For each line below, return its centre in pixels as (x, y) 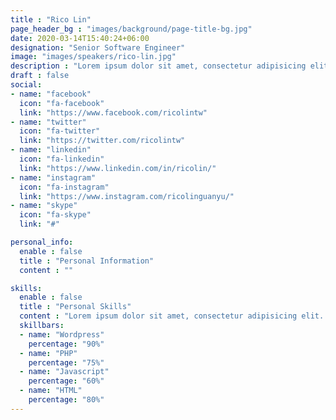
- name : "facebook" (51, 94)
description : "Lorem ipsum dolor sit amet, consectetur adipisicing (158, 66)
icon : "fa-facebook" (62, 103)
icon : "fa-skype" (55, 215)
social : (26, 85)
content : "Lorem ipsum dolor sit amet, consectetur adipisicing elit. (172, 316)
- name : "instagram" (53, 177)
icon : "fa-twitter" (60, 131)
